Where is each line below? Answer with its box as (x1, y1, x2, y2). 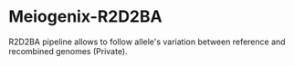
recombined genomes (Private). (8, 45, 129, 56)
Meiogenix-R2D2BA (8, 6, 163, 27)
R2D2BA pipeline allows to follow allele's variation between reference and (8, 36, 286, 47)
